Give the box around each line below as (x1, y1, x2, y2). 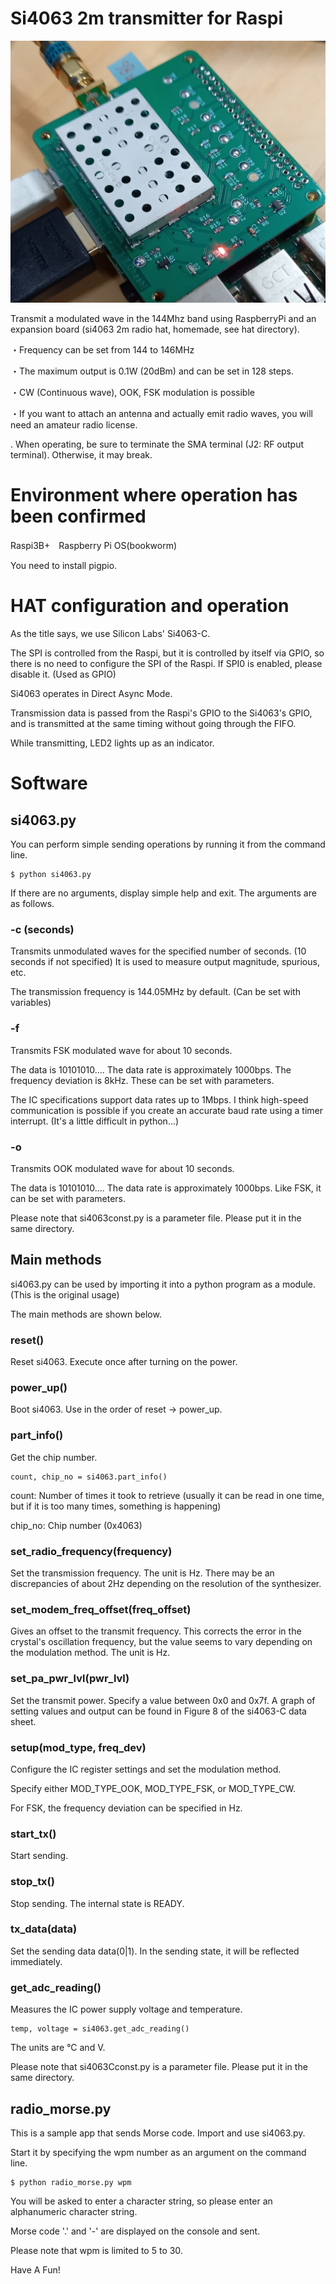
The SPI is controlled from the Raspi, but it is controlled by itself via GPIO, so (10, 647, 325, 659)
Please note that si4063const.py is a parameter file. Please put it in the (10, 1212, 302, 1224)
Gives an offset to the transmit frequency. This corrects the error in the (10, 1625, 302, 1637)
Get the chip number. (10, 1451, 98, 1463)
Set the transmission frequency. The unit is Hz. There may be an (10, 1567, 275, 1579)
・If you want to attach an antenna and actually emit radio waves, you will (10, 408, 313, 420)
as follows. (10, 898, 55, 910)
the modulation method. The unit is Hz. (10, 1647, 171, 1659)
